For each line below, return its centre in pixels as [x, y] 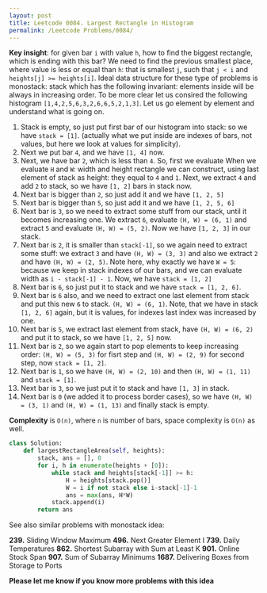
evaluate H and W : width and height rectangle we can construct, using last [139, 169]
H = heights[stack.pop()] [108, 480]
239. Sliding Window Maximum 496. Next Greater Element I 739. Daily [124, 541]
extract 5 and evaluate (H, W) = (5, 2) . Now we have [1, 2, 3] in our [135, 228]
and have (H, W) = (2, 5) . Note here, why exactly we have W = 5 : [128, 262]
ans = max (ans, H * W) [99, 495]
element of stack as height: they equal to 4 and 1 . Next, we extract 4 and [138, 178]
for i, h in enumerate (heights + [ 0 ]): [103, 465]
